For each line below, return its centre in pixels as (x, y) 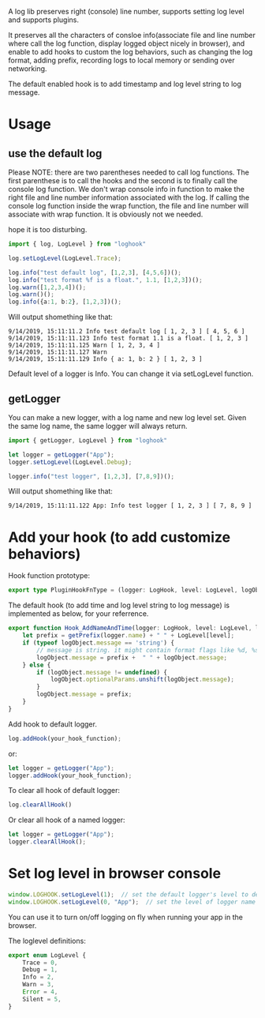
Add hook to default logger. (52, 724)
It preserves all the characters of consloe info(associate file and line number (132, 35)
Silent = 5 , (42, 999)
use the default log (55, 153)
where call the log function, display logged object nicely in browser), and (127, 43)
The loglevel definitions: (47, 941)
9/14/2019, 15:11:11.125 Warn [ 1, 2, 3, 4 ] (84, 346)
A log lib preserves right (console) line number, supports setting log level (126, 11)
